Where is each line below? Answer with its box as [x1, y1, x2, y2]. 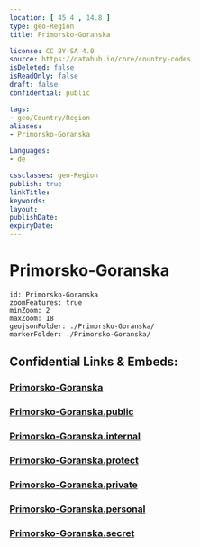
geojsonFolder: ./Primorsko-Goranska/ [9, 322, 155, 331]
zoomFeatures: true [9, 297, 83, 307]
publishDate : [9, 213, 59, 222]
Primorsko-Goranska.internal [9, 430, 141, 443]
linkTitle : [9, 187, 50, 197]
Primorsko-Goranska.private [9, 478, 138, 491]
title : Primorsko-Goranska [9, 30, 111, 39]
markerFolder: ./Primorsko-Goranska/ [9, 329, 151, 339]
